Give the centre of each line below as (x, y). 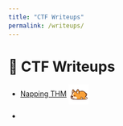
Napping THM (43, 94)
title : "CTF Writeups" (46, 17)
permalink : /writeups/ (46, 25)
